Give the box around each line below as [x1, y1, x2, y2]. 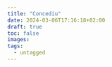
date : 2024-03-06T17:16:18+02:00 [7, 17, 106, 24]
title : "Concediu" [7, 10, 61, 17]
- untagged [13, 50, 46, 57]
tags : [7, 43, 23, 50]
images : [7, 36, 30, 43]
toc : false [7, 29, 39, 37]
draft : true [7, 23, 42, 30]
